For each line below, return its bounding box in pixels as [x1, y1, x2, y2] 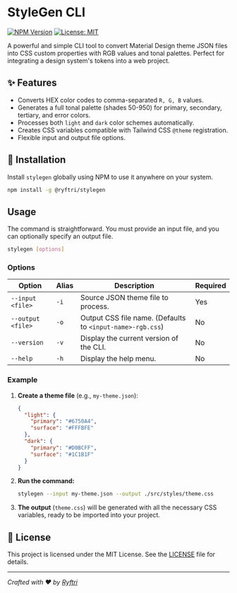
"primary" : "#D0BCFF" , [30, 444, 97, 451]
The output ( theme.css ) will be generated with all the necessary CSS [17, 503, 217, 512]
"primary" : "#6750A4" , [30, 418, 97, 425]
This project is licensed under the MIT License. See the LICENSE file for [7, 550, 216, 559]
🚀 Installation [7, 154, 66, 166]
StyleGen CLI [7, 4, 86, 21]
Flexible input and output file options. [17, 133, 126, 142]
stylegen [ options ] [7, 246, 65, 253]
